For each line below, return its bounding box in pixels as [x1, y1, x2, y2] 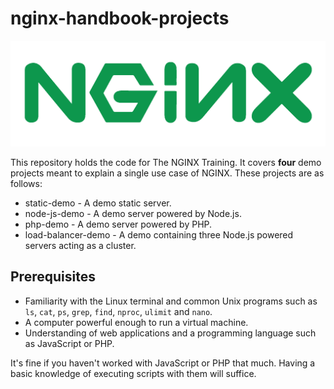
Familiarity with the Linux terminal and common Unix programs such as [24, 295, 318, 307]
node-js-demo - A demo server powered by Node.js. [24, 207, 242, 219]
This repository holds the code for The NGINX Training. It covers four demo [10, 156, 322, 168]
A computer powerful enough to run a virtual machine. [24, 316, 249, 328]
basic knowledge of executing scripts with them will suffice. [10, 367, 257, 379]
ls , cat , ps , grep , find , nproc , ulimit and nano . [24, 305, 213, 317]
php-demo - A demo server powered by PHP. [24, 218, 213, 230]
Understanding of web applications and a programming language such [24, 327, 317, 339]
